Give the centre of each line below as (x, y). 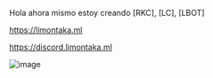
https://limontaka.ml (46, 30)
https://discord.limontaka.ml (61, 47)
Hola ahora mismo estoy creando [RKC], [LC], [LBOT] (107, 13)
